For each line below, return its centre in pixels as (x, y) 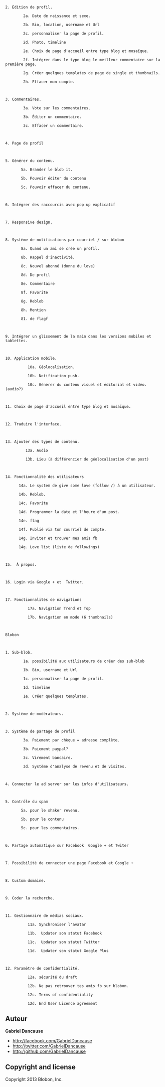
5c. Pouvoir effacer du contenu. (56, 187)
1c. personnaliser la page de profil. (64, 679)
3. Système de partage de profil (40, 731)
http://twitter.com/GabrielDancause (49, 1046)
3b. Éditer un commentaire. (52, 117)
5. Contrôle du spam (27, 802)
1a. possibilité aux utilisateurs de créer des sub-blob (84, 661)
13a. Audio (37, 450)
